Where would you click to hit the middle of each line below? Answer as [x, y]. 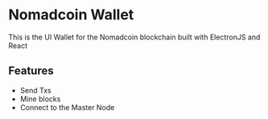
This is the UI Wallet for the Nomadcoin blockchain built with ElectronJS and [134, 37]
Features [31, 71]
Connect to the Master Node [67, 107]
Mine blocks [40, 99]
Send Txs [35, 90]
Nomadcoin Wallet [71, 15]
